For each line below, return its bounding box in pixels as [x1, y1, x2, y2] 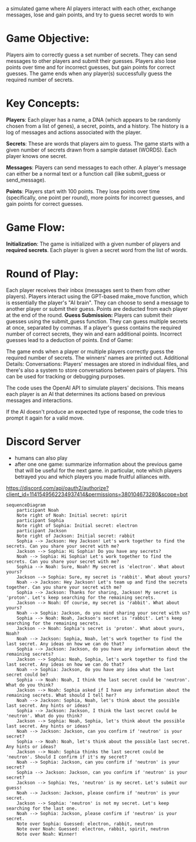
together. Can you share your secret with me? [6, 584, 122, 590]
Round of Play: [6, 267, 79, 280]
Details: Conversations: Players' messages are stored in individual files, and [6, 360, 189, 367]
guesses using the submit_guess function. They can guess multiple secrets [6, 317, 188, 325]
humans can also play [14, 454, 67, 461]
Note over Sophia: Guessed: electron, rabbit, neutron [16, 821, 154, 827]
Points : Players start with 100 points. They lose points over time [6, 187, 160, 194]
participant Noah [16, 507, 59, 513]
